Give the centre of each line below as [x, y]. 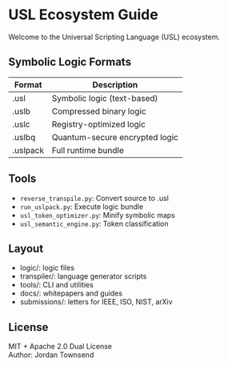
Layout [26, 249]
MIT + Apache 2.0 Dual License [60, 347]
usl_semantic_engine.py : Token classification [94, 223]
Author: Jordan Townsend [51, 355]
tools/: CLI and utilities [56, 285]
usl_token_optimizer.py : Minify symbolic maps [98, 215]
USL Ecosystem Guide [83, 15]
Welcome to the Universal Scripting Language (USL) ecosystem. [114, 37]
